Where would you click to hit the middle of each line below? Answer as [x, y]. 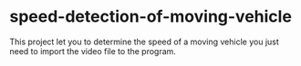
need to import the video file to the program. [93, 51]
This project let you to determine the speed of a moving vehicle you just [145, 42]
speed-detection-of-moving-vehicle [150, 17]
